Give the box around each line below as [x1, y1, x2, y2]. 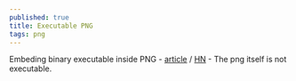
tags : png [9, 29, 46, 38]
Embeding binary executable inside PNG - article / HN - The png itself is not [9, 54, 287, 65]
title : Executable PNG [9, 21, 93, 30]
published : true [9, 12, 69, 22]
